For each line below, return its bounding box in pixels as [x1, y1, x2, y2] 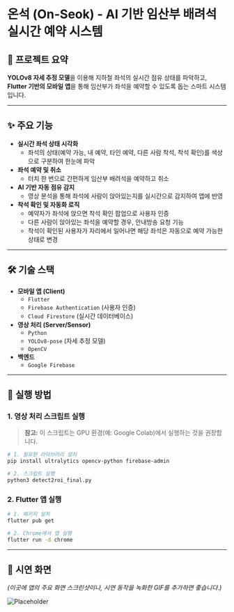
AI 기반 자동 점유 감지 [17, 182, 75, 191]
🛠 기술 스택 [7, 264, 54, 276]
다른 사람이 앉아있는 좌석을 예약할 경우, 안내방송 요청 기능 [27, 217, 185, 226]
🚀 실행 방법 [7, 389, 52, 401]
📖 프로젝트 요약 [7, 54, 68, 65]
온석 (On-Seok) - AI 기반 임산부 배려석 [7, 6, 217, 22]
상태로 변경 [27, 235, 58, 244]
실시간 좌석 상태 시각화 [17, 139, 79, 148]
